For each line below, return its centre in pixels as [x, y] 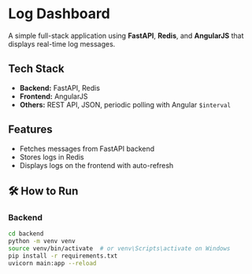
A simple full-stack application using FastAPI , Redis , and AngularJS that [126, 36]
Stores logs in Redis [52, 157]
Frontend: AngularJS [54, 96]
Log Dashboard [59, 14]
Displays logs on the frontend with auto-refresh [96, 165]
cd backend [26, 234]
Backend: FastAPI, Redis [60, 88]
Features [30, 130]
